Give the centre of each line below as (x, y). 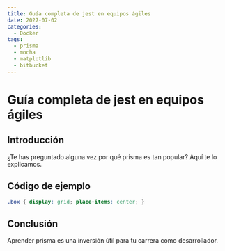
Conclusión (33, 224)
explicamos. (24, 164)
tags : (15, 40)
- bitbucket (31, 65)
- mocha (25, 53)
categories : (24, 26)
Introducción (36, 140)
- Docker (26, 33)
